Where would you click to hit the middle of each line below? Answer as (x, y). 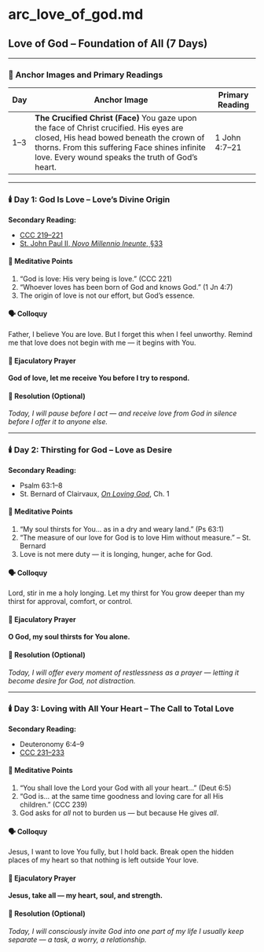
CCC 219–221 (41, 235)
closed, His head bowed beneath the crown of (120, 137)
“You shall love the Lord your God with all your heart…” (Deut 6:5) (125, 788)
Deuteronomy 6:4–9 (52, 744)
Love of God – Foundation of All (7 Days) (108, 44)
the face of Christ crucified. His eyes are (109, 128)
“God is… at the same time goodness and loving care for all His (121, 796)
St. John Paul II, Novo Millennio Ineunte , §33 (91, 243)
